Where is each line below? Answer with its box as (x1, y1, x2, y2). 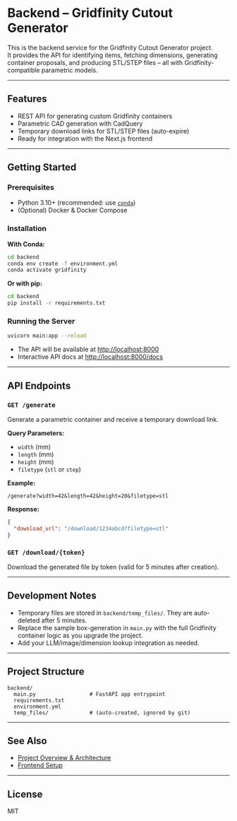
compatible (7, 66, 40, 74)
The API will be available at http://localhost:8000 (17, 345, 159, 354)
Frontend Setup (17, 761, 63, 769)
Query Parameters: (7, 429, 65, 437)
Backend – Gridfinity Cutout (7, 5, 173, 21)
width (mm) (17, 442, 51, 451)
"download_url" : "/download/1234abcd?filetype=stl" (13, 525, 169, 532)
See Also (7, 735, 47, 747)
